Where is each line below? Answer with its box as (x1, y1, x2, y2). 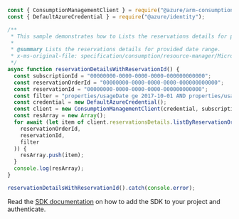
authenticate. (7, 205, 46, 213)
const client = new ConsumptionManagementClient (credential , (14, 105, 199, 113)
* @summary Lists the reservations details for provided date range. (10, 46, 221, 53)
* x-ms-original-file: (10, 53, 78, 60)
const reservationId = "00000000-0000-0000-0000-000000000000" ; (14, 85, 208, 92)
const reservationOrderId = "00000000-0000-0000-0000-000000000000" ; (14, 79, 224, 86)
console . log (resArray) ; (14, 165, 84, 172)
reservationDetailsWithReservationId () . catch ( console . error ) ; (7, 184, 196, 191)
